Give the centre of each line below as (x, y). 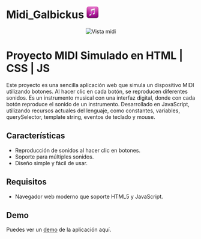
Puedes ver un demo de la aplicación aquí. (59, 230)
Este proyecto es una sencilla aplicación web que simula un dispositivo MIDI (100, 85)
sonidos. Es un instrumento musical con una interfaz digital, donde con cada (101, 98)
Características (36, 136)
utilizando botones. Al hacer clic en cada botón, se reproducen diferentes (97, 91)
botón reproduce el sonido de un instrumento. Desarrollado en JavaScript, (98, 104)
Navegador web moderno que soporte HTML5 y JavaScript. (89, 196)
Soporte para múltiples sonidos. (54, 157)
